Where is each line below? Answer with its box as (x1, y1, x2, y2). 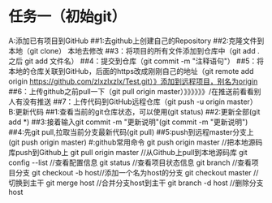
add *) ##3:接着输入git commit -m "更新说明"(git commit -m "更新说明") (8, 117, 248, 127)
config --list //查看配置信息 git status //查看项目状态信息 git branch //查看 (8, 158, 252, 167)
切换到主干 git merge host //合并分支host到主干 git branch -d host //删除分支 (8, 178, 264, 188)
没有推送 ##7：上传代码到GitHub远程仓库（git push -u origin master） (22, 97, 257, 106)
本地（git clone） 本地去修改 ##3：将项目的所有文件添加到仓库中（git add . (8, 45, 260, 55)
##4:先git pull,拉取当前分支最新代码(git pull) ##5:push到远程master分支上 (8, 127, 254, 136)
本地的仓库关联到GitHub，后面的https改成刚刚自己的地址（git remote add (8, 66, 254, 76)
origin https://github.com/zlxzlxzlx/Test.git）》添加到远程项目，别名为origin (8, 76, 258, 86)
